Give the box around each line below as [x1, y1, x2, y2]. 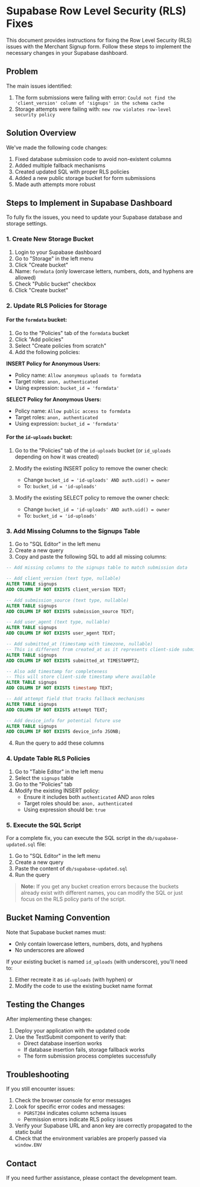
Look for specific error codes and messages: [14, 1103, 126, 1110]
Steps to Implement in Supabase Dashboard [6, 198, 173, 208]
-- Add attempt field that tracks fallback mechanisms [6, 696, 145, 702]
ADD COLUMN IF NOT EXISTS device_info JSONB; [6, 729, 121, 734]
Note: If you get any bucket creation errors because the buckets [20, 882, 179, 890]
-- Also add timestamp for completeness [6, 668, 108, 674]
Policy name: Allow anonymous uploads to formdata [14, 371, 142, 379]
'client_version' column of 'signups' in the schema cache [14, 100, 165, 106]
